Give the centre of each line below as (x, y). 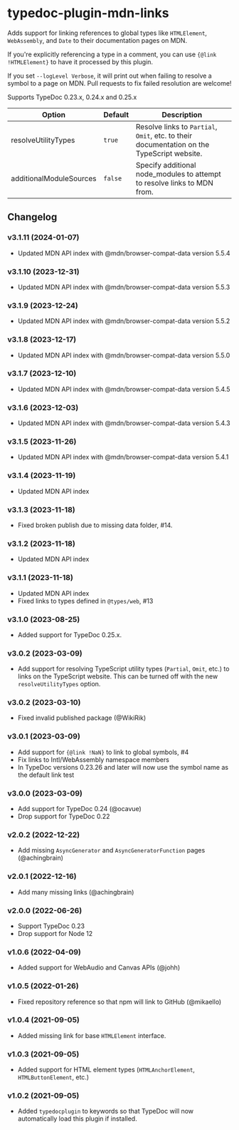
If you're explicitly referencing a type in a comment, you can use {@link (112, 54)
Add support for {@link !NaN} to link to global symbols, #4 (103, 752)
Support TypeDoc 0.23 (51, 926)
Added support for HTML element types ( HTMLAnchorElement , (106, 1070)
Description (182, 114)
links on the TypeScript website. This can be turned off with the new (118, 676)
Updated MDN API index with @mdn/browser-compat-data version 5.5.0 (124, 355)
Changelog (32, 217)
